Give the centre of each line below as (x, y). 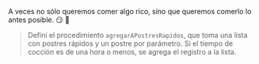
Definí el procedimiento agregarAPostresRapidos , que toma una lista (137, 35)
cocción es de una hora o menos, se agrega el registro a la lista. (132, 52)
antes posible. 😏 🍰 (39, 20)
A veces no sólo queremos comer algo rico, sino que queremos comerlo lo (130, 11)
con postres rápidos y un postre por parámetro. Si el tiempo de (130, 43)
